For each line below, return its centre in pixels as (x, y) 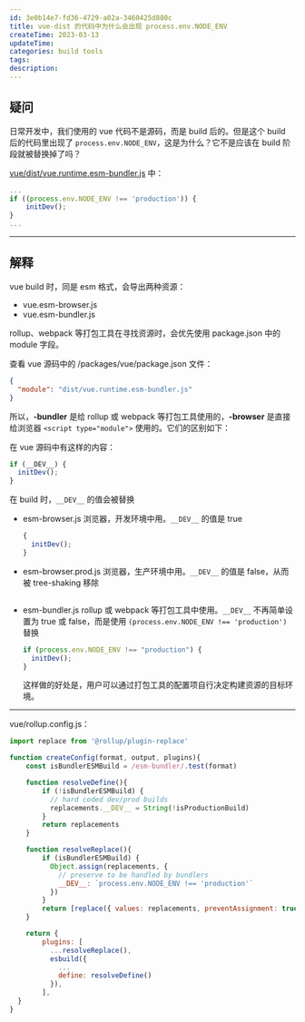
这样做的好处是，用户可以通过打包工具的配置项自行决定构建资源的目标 (154, 685)
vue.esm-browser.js (60, 304)
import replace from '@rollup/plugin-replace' (99, 742)
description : (34, 69)
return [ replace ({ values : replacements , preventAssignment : (160, 909)
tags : (20, 60)
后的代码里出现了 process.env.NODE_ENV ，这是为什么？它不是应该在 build (145, 142)
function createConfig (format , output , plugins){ (105, 758)
